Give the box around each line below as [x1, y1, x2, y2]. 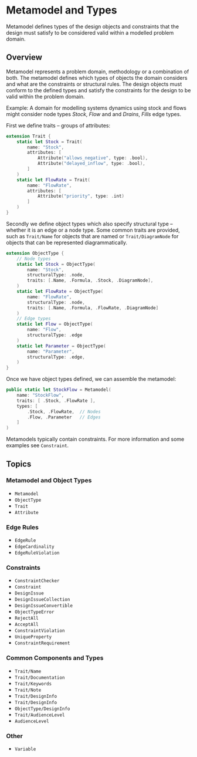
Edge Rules [6, 523, 39, 531]
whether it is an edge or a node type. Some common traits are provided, [6, 227, 180, 234]
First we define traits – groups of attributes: [6, 121, 111, 129]
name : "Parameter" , [27, 349, 75, 354]
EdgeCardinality [14, 544, 55, 550]
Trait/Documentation [14, 674, 65, 681]
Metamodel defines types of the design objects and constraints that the [6, 23, 179, 30]
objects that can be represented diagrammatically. [6, 239, 128, 246]
